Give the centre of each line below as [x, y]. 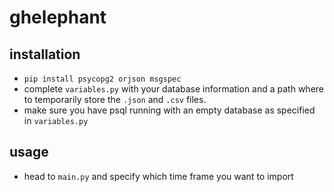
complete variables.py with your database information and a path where [174, 89]
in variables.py [56, 120]
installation [45, 54]
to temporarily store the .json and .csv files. [115, 99]
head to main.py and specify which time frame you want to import [158, 176]
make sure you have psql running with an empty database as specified [169, 110]
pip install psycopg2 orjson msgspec [102, 79]
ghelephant [58, 17]
